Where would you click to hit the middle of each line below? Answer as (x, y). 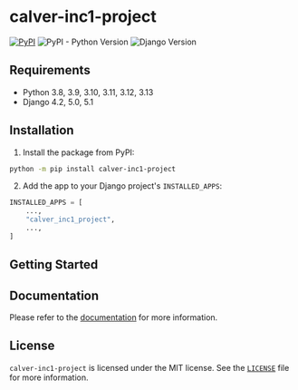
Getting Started (54, 265)
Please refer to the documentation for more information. (114, 317)
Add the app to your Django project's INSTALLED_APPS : (122, 186)
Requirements (50, 70)
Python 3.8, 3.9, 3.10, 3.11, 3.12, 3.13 (88, 92)
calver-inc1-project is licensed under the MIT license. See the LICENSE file (149, 367)
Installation (42, 130)
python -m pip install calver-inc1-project (93, 169)
